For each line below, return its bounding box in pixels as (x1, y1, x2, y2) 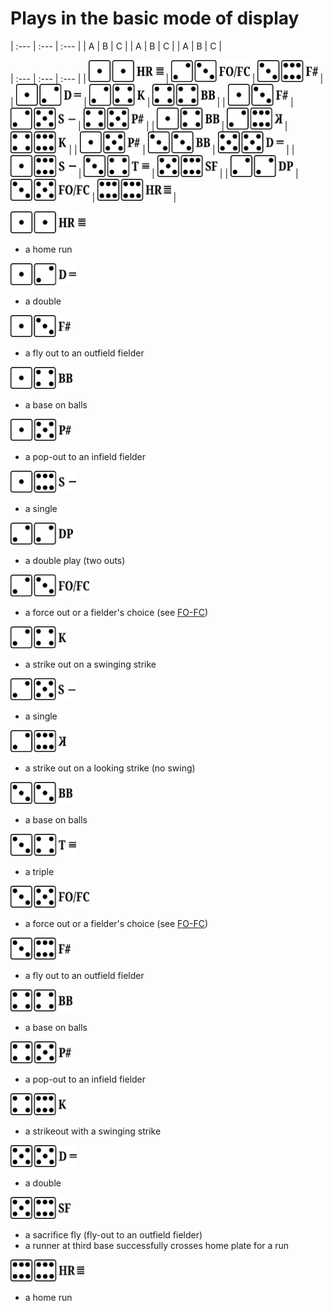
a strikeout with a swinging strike (24, 1125, 162, 1137)
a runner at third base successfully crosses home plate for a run (24, 1239, 290, 1251)
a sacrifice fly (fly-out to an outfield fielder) (24, 1228, 203, 1241)
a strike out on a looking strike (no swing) (24, 762, 196, 774)
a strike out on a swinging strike (24, 658, 157, 670)
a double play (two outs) (24, 554, 126, 566)
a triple (24, 865, 55, 877)
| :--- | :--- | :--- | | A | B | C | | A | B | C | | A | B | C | (10, 40, 222, 52)
